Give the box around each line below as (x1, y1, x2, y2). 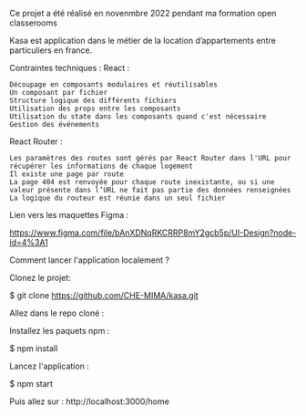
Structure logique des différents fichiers (9, 96, 178, 105)
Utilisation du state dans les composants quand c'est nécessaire (9, 112, 267, 121)
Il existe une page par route (9, 170, 125, 179)
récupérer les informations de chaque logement (9, 161, 194, 171)
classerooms (9, 17, 57, 28)
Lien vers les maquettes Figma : (9, 210, 129, 220)
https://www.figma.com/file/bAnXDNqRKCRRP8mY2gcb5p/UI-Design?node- (9, 227, 297, 238)
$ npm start (9, 379, 53, 389)
